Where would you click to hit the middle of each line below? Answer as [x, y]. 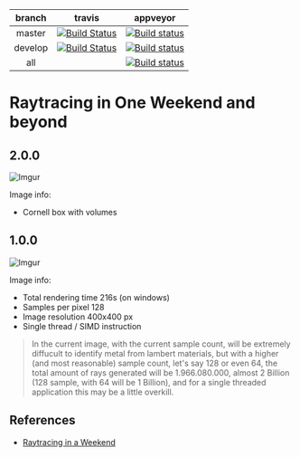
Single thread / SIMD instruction [82, 326]
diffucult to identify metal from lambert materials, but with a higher [155, 353]
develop [31, 48]
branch [31, 18]
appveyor [155, 18]
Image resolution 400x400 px [78, 317]
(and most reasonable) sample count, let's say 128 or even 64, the [155, 363]
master [31, 33]
